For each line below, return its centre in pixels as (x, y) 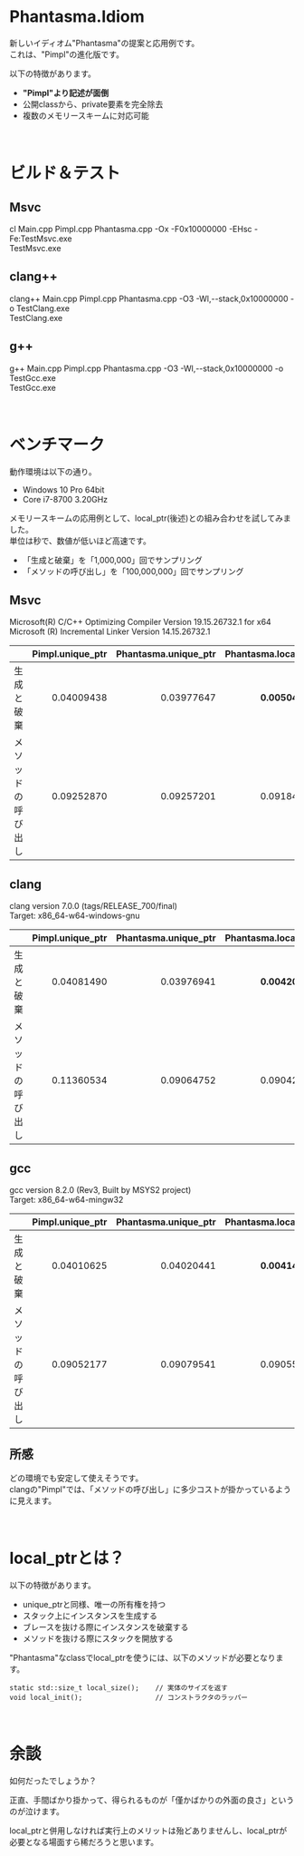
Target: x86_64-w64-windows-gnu (75, 916)
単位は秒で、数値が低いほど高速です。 (81, 541)
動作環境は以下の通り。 (53, 471)
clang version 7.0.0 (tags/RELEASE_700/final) (94, 906)
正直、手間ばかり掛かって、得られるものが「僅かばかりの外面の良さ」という (152, 1800)
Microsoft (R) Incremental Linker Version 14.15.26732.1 (110, 631)
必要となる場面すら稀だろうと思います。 (84, 1841)
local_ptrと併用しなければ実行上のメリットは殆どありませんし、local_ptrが (148, 1831)
